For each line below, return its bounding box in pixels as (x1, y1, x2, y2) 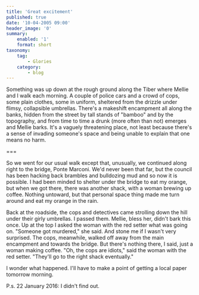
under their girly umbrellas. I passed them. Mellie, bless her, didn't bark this (6, 215, 191, 222)
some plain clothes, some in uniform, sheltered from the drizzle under (6, 99, 178, 106)
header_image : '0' (6, 25, 52, 32)
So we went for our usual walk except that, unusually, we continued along (6, 159, 187, 167)
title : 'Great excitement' (6, 8, 73, 15)
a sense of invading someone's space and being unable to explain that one (6, 130, 190, 137)
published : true (6, 14, 46, 20)
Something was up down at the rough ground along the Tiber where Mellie (6, 86, 189, 93)
